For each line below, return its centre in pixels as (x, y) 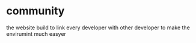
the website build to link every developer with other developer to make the (98, 27)
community (35, 11)
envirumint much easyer (36, 33)
